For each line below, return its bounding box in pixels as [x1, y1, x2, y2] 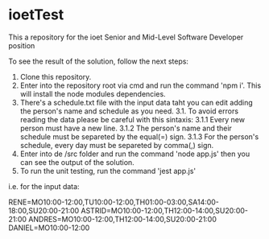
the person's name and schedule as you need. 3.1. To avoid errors [19, 106, 239, 116]
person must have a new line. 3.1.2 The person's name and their [19, 123, 232, 133]
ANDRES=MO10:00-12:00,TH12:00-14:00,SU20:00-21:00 [27, 214, 217, 224]
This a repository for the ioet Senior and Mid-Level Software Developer [8, 32, 244, 42]
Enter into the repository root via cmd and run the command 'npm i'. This [19, 80, 262, 90]
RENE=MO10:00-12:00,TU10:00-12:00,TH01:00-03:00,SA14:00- [8, 197, 220, 207]
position [8, 40, 35, 50]
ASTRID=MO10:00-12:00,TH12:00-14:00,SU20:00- [81, 205, 248, 215]
